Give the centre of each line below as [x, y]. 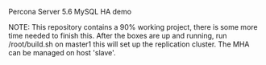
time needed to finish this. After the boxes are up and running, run [118, 36]
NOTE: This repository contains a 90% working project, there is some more [133, 27]
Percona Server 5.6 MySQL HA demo [70, 12]
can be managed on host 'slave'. [62, 53]
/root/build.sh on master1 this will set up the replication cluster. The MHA [129, 44]
